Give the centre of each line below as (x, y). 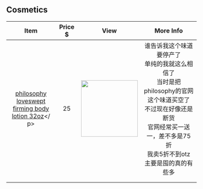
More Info (169, 31)
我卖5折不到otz (169, 154)
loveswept (31, 101)
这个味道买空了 (169, 100)
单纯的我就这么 (166, 64)
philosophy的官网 (169, 91)
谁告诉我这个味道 (169, 46)
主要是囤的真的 (166, 163)
